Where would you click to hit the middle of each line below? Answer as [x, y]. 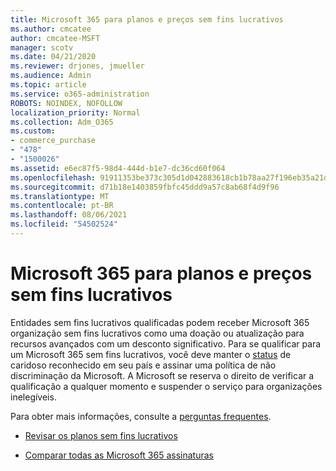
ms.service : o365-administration [80, 94]
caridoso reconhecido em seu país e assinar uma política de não [143, 365]
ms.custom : [33, 131]
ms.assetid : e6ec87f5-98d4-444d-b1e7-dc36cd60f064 [118, 168]
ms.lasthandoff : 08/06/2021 [69, 215]
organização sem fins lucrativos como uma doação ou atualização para [157, 333]
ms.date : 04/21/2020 [53, 57]
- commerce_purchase [53, 141]
